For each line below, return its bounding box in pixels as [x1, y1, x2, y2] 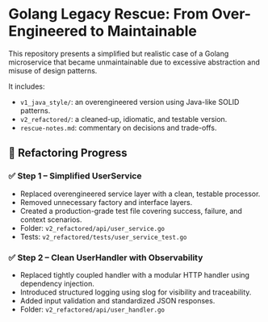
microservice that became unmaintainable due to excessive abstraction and [8, 57, 260, 67]
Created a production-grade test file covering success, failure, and [19, 206, 242, 215]
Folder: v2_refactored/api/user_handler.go [19, 304, 165, 314]
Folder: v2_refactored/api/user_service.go [19, 223, 165, 232]
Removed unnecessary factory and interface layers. [19, 197, 193, 207]
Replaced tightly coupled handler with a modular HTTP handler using [19, 270, 250, 279]
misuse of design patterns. [8, 65, 98, 75]
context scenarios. [19, 215, 82, 224]
